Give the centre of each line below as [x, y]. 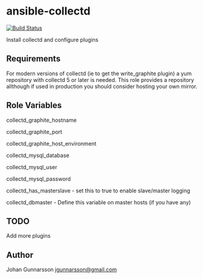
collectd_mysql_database [38, 155]
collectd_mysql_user [32, 167]
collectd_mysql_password [38, 179]
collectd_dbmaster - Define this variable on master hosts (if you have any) [98, 202]
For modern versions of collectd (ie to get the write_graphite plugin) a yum [99, 73]
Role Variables [34, 105]
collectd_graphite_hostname [42, 120]
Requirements [33, 59]
